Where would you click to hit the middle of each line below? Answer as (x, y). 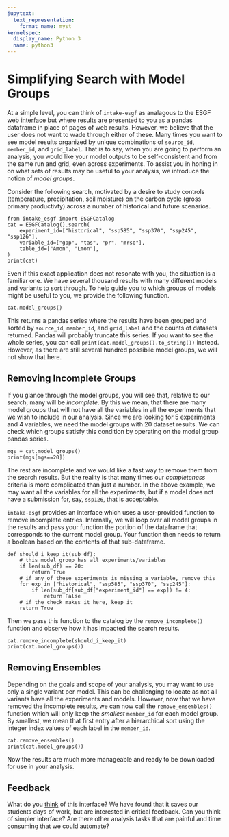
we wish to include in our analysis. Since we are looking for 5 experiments (111, 417)
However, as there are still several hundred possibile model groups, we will (112, 350)
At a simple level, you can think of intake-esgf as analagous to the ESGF (109, 112)
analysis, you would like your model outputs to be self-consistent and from (112, 156)
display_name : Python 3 (47, 39)
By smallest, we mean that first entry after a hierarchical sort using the (106, 720)
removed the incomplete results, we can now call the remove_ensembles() (110, 706)
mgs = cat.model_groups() (44, 451)
